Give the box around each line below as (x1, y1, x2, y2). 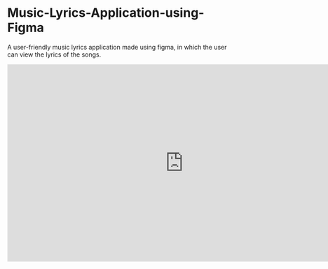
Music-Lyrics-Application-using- (7, 5, 205, 21)
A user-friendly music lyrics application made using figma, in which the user (7, 43, 227, 51)
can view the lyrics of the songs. (7, 50, 102, 59)
